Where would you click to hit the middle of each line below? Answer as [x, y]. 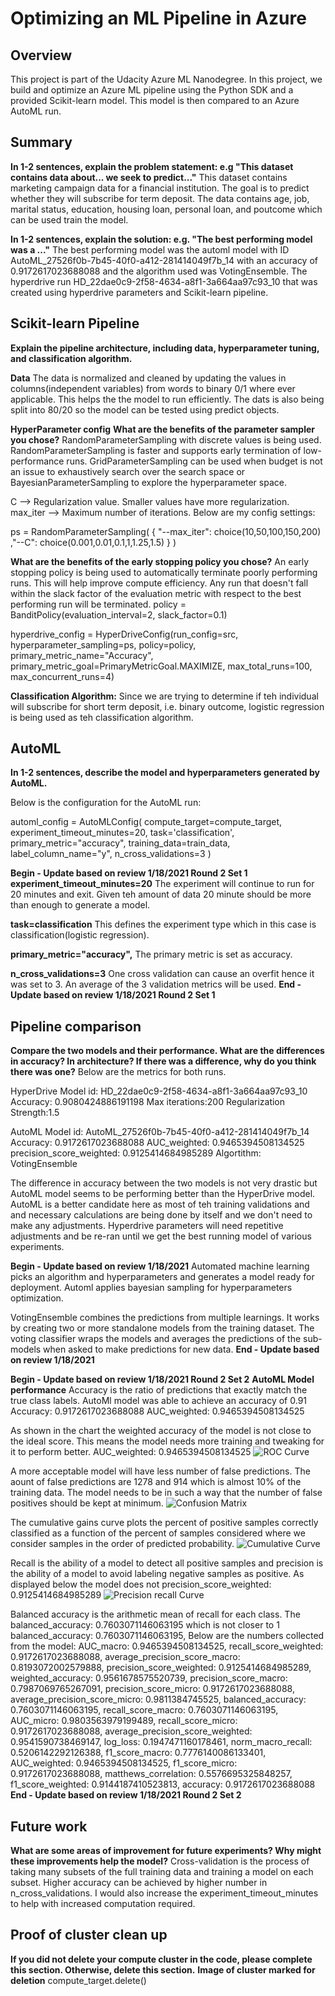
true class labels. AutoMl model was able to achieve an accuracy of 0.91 [159, 1401]
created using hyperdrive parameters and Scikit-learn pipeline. [139, 292]
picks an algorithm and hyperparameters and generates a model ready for [162, 1277]
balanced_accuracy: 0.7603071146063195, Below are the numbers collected [167, 1636]
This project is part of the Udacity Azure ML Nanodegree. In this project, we [166, 79]
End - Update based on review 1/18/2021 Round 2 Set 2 [126, 1795]
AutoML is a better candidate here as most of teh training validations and [160, 1204]
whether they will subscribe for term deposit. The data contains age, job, [160, 198]
